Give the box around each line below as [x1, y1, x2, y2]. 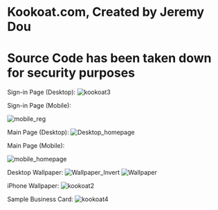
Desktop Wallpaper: [7, 169, 64, 177]
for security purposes [7, 65, 136, 81]
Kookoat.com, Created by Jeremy [7, 4, 205, 20]
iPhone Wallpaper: [7, 182, 60, 190]
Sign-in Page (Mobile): [7, 102, 71, 110]
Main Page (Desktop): [7, 128, 69, 137]
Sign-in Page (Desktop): [7, 88, 76, 97]
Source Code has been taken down [7, 50, 212, 66]
